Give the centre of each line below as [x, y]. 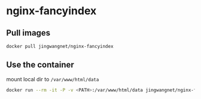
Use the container [40, 65]
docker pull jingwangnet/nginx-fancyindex [60, 46]
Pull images [28, 33]
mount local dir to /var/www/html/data [53, 79]
